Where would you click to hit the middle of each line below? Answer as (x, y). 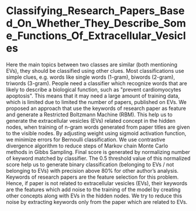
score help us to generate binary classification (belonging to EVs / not (90, 164)
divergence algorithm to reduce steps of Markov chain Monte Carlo (87, 146)
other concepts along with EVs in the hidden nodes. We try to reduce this (94, 196)
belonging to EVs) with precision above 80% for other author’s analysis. (92, 170)
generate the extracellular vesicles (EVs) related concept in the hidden (91, 120)
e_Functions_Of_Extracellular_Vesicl (96, 36)
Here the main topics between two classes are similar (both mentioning (92, 64)
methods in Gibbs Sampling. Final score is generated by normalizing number (98, 152)
